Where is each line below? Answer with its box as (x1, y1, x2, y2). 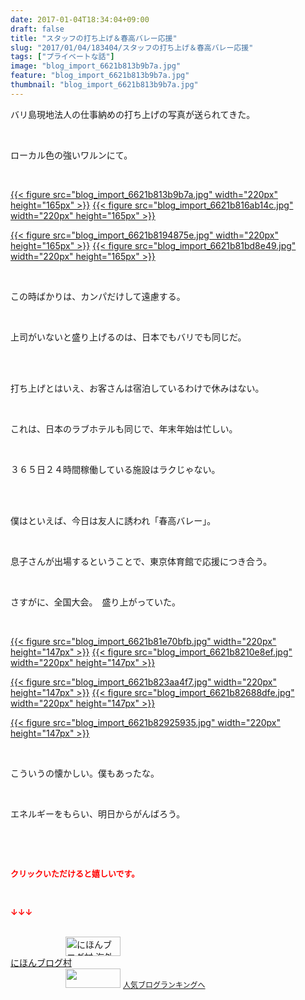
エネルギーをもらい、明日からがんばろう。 (10, 807, 186, 820)
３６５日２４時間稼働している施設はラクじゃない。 (10, 463, 221, 475)
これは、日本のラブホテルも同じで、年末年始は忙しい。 (10, 422, 238, 435)
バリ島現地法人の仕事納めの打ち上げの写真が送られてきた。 (10, 108, 256, 120)
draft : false (10, 24, 65, 34)
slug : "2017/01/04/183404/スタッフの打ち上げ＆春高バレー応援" (10, 42, 254, 53)
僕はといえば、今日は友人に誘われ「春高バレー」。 (10, 514, 217, 526)
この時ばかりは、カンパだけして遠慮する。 (10, 290, 186, 302)
